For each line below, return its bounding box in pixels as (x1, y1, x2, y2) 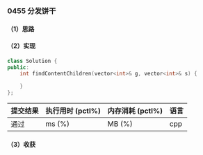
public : (7, 64, 30, 71)
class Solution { (7, 57, 58, 64)
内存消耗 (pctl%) (107, 106, 163, 116)
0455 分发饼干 (7, 6, 56, 15)
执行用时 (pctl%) (45, 106, 101, 116)
